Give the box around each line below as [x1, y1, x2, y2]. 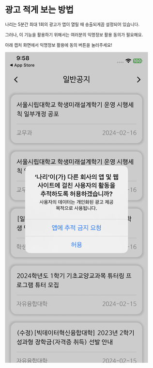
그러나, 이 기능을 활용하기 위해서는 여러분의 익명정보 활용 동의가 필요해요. [5, 32, 143, 37]
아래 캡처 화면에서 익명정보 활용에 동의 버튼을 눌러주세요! [5, 42, 112, 48]
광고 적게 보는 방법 [5, 4, 74, 16]
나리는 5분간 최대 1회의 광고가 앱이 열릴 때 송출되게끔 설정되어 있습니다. [5, 21, 139, 27]
